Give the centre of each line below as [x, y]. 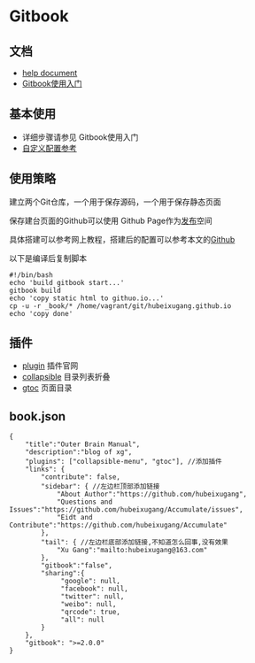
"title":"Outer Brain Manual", [83, 444]
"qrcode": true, [91, 613]
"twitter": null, [93, 597]
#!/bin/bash [31, 275]
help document [50, 73]
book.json [38, 416]
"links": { [45, 470]
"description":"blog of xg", [79, 452]
